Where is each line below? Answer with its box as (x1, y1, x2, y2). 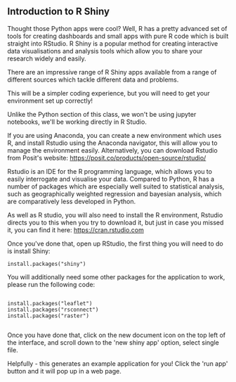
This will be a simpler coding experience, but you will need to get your (7, 89, 211, 97)
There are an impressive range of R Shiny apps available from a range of (7, 68, 217, 76)
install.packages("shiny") (7, 260, 86, 267)
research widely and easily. (7, 54, 86, 63)
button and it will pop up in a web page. (7, 367, 122, 375)
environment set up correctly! (7, 96, 93, 105)
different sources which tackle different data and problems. (7, 75, 179, 84)
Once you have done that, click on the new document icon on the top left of (7, 331, 226, 339)
